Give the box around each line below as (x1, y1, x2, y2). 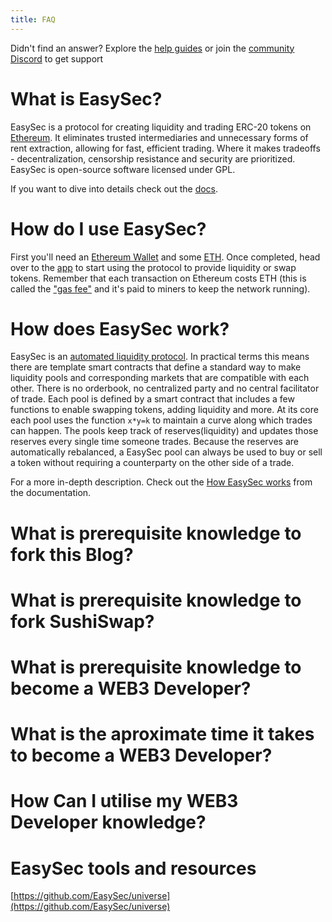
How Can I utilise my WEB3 (10, 790, 239, 813)
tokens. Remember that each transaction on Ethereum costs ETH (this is (10, 272, 307, 284)
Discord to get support (10, 52, 104, 65)
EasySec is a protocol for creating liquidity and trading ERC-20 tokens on (10, 121, 312, 133)
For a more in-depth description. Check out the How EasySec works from (10, 476, 313, 488)
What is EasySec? (10, 87, 163, 110)
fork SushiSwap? (10, 610, 155, 633)
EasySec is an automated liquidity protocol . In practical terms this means (10, 351, 310, 363)
